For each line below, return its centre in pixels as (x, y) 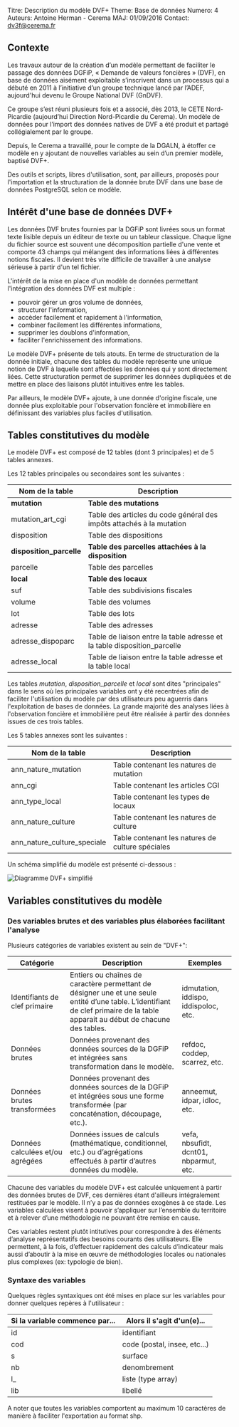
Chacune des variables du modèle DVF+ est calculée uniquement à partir (115, 1188)
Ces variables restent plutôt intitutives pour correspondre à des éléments (115, 1232)
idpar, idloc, (201, 1101)
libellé (132, 1391)
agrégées (27, 1161)
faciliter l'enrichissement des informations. (80, 340)
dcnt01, (195, 1152)
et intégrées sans (99, 1058)
